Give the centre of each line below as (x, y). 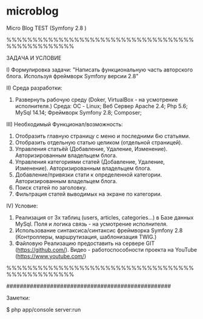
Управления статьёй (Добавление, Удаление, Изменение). (91, 149)
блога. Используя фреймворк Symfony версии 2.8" (72, 76)
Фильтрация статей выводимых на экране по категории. (88, 194)
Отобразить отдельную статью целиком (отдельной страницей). (99, 142)
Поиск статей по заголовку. (51, 187)
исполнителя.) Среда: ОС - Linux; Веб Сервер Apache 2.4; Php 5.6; (101, 106)
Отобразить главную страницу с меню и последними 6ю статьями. (103, 136)
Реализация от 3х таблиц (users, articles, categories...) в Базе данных (104, 217)
